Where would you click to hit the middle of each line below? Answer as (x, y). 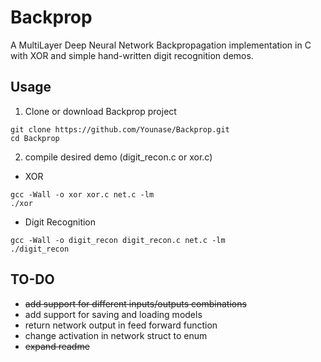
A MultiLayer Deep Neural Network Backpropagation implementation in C (161, 45)
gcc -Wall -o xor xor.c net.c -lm (82, 194)
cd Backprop (35, 138)
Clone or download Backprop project (100, 111)
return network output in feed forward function (121, 325)
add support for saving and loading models (113, 314)
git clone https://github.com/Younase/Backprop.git (120, 129)
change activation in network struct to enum (116, 335)
